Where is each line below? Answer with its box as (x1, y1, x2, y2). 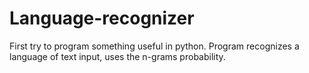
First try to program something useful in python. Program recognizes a (9, 40, 300, 52)
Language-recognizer (9, 7, 195, 30)
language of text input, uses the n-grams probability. (9, 50, 226, 62)
